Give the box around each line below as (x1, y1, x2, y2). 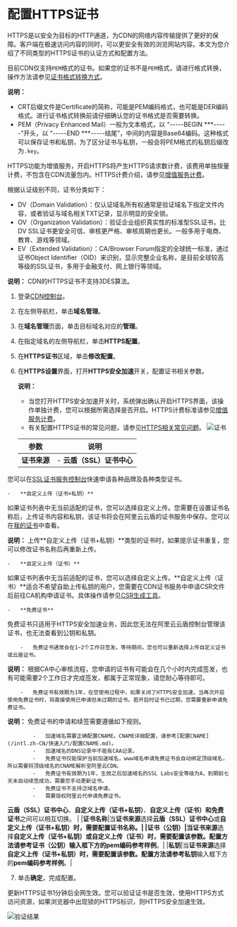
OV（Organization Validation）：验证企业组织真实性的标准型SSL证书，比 (17, 218, 226, 226)
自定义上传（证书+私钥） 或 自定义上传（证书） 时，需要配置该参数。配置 (13, 832, 222, 840)
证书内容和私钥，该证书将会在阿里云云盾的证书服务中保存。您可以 (37, 512, 230, 520)
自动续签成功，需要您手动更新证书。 (17, 777, 107, 785)
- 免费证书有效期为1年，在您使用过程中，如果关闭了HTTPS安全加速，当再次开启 (20, 689, 225, 696)
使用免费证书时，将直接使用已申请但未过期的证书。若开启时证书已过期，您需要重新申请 (7, 696, 223, 704)
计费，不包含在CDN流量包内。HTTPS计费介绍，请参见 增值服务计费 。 (7, 170, 209, 178)
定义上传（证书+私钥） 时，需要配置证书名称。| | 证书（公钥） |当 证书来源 (7, 823, 218, 832)
